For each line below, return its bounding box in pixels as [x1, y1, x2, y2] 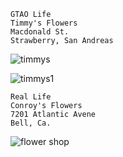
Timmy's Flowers [10, 18, 78, 28]
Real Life [10, 92, 52, 102]
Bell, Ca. [10, 118, 52, 128]
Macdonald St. [10, 27, 70, 37]
